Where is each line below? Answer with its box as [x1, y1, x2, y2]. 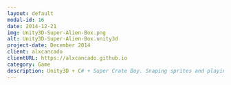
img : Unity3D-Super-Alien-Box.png [7, 29, 107, 36]
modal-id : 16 [7, 16, 45, 23]
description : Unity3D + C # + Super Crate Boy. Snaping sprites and [7, 67, 205, 74]
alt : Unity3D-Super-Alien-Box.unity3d [7, 36, 118, 42]
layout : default [7, 10, 54, 17]
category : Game [7, 61, 51, 68]
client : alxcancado [7, 49, 63, 56]
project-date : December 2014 [7, 42, 91, 49]
